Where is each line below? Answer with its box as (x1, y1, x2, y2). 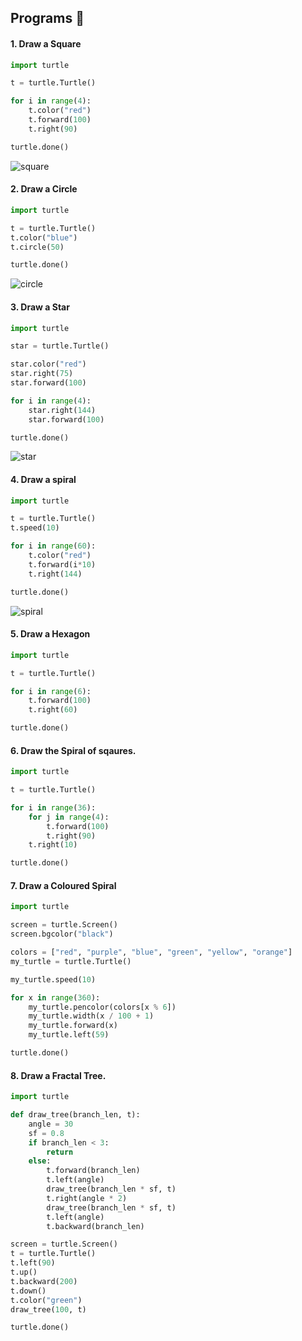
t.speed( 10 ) (10, 523, 60, 533)
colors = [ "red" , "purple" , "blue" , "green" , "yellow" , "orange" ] (10, 947, 293, 958)
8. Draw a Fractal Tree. (10, 1069, 107, 1081)
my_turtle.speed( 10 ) (10, 974, 97, 985)
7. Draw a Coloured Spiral (10, 879, 117, 891)
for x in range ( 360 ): (10, 992, 101, 1003)
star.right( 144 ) (28, 405, 97, 415)
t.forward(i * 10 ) (28, 559, 97, 570)
